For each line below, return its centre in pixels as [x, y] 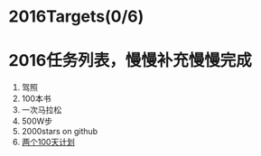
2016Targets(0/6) [76, 17]
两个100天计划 [48, 142]
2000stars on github [60, 132]
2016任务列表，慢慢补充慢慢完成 [130, 61]
